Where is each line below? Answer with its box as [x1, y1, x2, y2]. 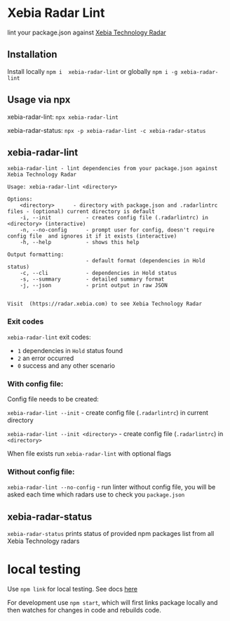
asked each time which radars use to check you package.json [7, 490, 185, 499]
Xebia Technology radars [7, 537, 80, 546]
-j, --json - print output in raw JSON [20, 282, 168, 289]
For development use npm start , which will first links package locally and [7, 598, 218, 607]
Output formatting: [7, 251, 65, 258]
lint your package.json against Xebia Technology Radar [7, 28, 167, 37]
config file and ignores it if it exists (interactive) [7, 233, 177, 240]
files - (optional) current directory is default [7, 208, 156, 215]
